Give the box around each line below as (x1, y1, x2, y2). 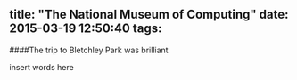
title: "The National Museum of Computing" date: (9, 7, 289, 22)
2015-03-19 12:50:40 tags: (9, 21, 162, 36)
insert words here (9, 61, 74, 72)
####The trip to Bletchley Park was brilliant (9, 44, 169, 55)
